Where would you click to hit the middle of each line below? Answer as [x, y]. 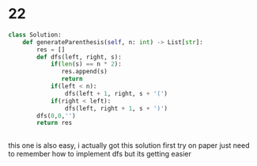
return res [55, 123]
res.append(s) [85, 72]
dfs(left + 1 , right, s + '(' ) [116, 93]
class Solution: [35, 35]
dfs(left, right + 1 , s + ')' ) [116, 108]
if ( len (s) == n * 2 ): [86, 64]
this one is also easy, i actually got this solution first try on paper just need [129, 145]
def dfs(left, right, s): [79, 57]
